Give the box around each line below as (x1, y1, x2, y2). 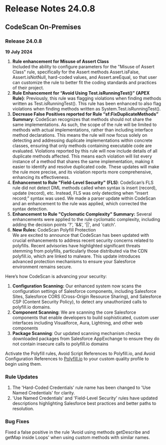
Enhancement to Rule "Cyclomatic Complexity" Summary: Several (12, 211, 152, 217)
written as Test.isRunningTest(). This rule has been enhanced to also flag (12, 100, 162, 107)
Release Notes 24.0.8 (5, 3, 96, 14)
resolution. (12, 406, 35, 412)
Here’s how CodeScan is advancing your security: (5, 273, 107, 279)
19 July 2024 (5, 49, 33, 55)
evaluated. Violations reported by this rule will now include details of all (12, 148, 158, 154)
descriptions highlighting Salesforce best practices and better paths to (12, 400, 157, 406)
